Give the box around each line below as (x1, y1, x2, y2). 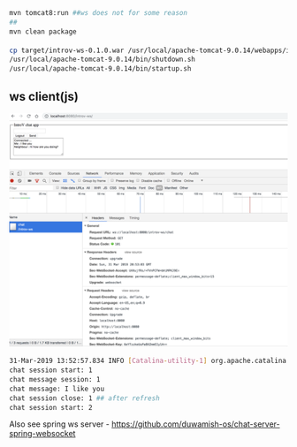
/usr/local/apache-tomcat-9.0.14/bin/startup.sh (9, 64, 192, 73)
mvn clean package (9, 27, 77, 36)
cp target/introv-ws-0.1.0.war (9, 46, 125, 55)
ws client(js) (9, 88, 80, 104)
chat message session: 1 (9, 375, 101, 383)
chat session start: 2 (9, 403, 93, 412)
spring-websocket (9, 428, 76, 439)
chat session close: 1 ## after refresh (9, 393, 161, 403)
